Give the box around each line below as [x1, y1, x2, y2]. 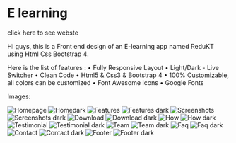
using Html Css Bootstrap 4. [7, 50, 90, 58]
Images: [7, 92, 31, 101]
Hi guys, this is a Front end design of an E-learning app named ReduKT [7, 42, 214, 50]
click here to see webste [7, 28, 79, 37]
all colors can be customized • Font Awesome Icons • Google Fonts [7, 78, 204, 86]
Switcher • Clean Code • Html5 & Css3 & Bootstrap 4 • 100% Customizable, [7, 71, 230, 79]
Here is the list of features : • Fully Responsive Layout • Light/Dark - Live [7, 63, 219, 71]
